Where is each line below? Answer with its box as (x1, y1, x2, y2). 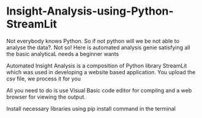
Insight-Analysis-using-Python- (6, 4, 174, 18)
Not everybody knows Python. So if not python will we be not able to (6, 37, 179, 44)
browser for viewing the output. (6, 93, 86, 100)
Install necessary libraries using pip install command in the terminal (6, 105, 176, 112)
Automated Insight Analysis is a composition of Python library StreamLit (6, 62, 187, 69)
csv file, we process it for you (6, 75, 81, 82)
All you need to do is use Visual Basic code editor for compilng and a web (6, 86, 192, 94)
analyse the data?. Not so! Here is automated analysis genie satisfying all (6, 44, 191, 51)
